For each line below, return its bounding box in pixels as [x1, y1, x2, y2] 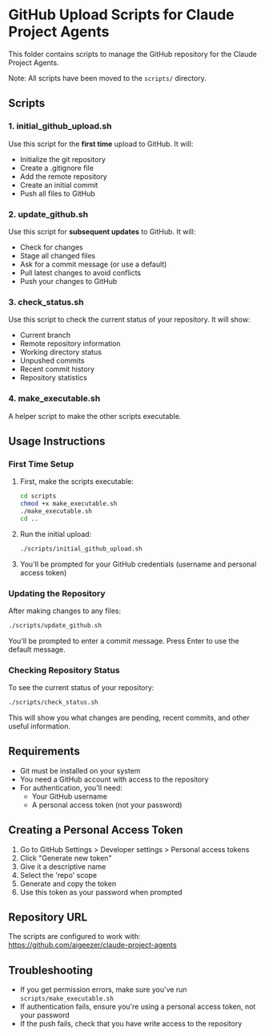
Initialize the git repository [19, 154, 106, 164]
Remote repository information [19, 339, 122, 348]
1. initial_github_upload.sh [8, 120, 112, 132]
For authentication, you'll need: [19, 782, 122, 792]
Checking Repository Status [8, 664, 120, 676]
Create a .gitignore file [19, 163, 94, 173]
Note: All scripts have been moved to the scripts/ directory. [8, 73, 207, 83]
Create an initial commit [19, 180, 98, 189]
